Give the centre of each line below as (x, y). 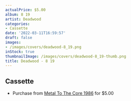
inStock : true (20, 51)
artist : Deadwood (23, 19)
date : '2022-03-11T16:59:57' (35, 33)
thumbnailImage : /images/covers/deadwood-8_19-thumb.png (66, 56)
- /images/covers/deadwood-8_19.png (43, 47)
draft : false (19, 38)
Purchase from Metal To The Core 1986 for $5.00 (63, 93)
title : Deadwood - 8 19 (30, 61)
